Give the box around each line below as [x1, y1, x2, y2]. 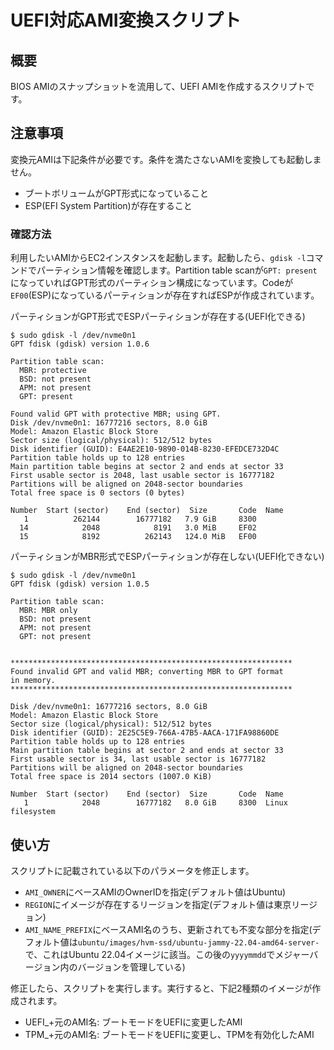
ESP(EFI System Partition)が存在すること [24, 199, 193, 211]
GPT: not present [19, 632, 92, 642]
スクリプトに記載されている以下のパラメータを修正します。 [10, 864, 255, 876]
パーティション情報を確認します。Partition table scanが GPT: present [36, 264, 318, 276]
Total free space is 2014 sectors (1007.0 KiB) [10, 772, 213, 782]
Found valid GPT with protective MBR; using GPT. [10, 409, 222, 420]
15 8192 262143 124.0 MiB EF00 [19, 532, 257, 542]
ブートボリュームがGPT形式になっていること [24, 187, 210, 199]
